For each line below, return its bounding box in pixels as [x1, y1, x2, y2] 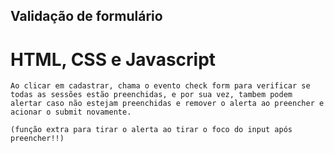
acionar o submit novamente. [10, 107, 132, 118]
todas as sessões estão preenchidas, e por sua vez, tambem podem [10, 90, 293, 100]
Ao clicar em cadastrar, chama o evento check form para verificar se [10, 81, 311, 91]
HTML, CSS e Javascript [10, 48, 217, 71]
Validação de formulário [10, 8, 163, 25]
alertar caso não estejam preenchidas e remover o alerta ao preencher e [10, 99, 325, 109]
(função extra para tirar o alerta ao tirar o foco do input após [10, 125, 293, 135]
